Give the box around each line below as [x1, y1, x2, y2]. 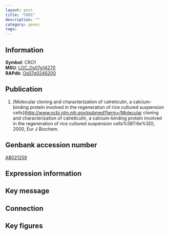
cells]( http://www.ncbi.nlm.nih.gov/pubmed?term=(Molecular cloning [12, 109, 159, 115]
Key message [5, 187, 50, 195]
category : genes [5, 22, 40, 27]
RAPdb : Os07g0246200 [5, 70, 56, 76]
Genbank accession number [5, 141, 97, 149]
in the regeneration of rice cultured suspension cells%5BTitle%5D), [12, 120, 155, 126]
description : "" [5, 17, 40, 22]
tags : [5, 27, 17, 32]
